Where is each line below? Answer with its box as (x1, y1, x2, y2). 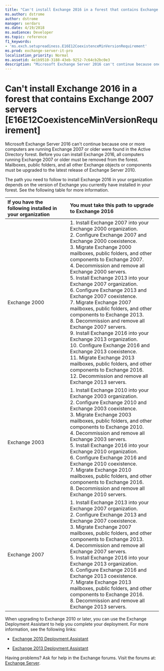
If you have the (7, 199, 43, 206)
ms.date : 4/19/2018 (5, 26, 45, 30)
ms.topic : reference (5, 35, 47, 40)
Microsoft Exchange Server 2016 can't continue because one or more (5, 141, 145, 147)
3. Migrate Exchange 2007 (70, 524, 132, 531)
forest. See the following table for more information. (5, 187, 109, 193)
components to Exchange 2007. (70, 256, 144, 263)
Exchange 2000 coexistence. (70, 238, 138, 244)
